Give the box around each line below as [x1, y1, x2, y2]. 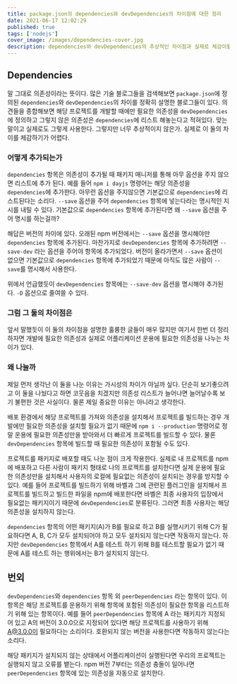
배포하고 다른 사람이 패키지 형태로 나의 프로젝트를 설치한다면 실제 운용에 [14, 463, 213, 471]
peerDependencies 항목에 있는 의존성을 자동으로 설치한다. [7, 668, 166, 677]
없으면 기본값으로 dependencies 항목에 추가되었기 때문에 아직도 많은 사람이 [7, 256, 213, 265]
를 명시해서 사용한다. [20, 265, 77, 273]
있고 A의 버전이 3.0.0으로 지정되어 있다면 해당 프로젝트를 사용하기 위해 [14, 618, 209, 627]
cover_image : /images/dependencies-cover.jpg [7, 37, 143, 44]
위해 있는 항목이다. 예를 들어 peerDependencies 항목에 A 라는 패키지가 [14, 609, 207, 618]
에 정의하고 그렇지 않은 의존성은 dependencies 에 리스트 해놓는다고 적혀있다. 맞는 [7, 115, 228, 124]
